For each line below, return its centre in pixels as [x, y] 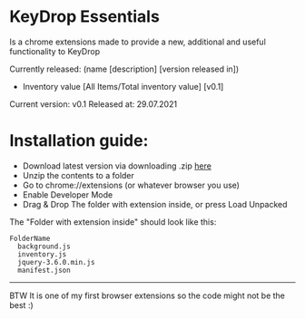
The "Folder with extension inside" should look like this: [113, 222]
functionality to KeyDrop [55, 51]
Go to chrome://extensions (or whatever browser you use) [131, 185]
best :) [21, 304]
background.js [44, 246]
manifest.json [44, 270]
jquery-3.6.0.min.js [56, 262]
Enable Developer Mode [68, 194]
